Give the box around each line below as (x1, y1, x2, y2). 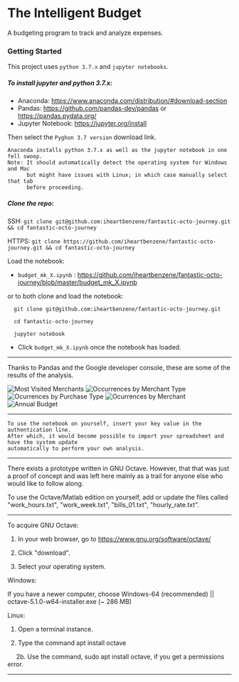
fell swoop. (7, 153, 43, 161)
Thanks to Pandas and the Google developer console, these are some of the (7, 364, 231, 372)
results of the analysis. (7, 371, 74, 379)
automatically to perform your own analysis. (7, 445, 144, 453)
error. (7, 660, 23, 669)
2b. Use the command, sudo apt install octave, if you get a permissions (16, 652, 225, 661)
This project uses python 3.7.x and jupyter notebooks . (7, 63, 169, 71)
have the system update (7, 439, 78, 446)
